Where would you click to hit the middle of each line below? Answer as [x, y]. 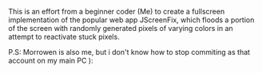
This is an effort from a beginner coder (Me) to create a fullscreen [117, 12]
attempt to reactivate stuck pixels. [64, 36]
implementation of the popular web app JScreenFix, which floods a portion [131, 20]
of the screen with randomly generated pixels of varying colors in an [121, 28]
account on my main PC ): [51, 60]
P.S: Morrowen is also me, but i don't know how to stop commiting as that [129, 52]
